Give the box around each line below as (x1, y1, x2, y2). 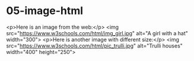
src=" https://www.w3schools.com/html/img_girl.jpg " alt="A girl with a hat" (6, 29, 189, 36)
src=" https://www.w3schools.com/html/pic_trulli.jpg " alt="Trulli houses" (6, 42, 183, 49)
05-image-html (6, 4, 84, 18)
